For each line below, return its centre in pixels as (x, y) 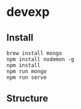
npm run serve (27, 77)
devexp (28, 12)
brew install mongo (34, 53)
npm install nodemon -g (40, 59)
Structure (27, 98)
